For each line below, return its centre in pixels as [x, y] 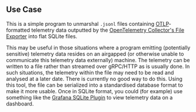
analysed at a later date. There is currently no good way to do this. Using [94, 79]
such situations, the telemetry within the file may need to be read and [90, 72]
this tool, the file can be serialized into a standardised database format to [95, 85]
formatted [18, 30]
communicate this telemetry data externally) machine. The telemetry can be [98, 60]
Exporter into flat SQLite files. [42, 36]
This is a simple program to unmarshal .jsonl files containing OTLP [88, 23]
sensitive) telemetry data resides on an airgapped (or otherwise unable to [95, 54]
